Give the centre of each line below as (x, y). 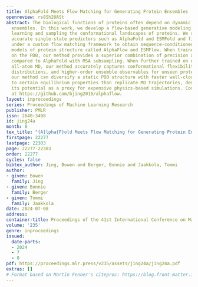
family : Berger (30, 192)
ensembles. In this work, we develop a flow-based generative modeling (101, 28)
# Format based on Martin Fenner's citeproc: (63, 275)
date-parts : (26, 242)
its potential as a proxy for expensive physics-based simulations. (97, 88)
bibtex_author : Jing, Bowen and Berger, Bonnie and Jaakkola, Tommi (92, 165)
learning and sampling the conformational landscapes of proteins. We (100, 34)
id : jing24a (21, 121)
